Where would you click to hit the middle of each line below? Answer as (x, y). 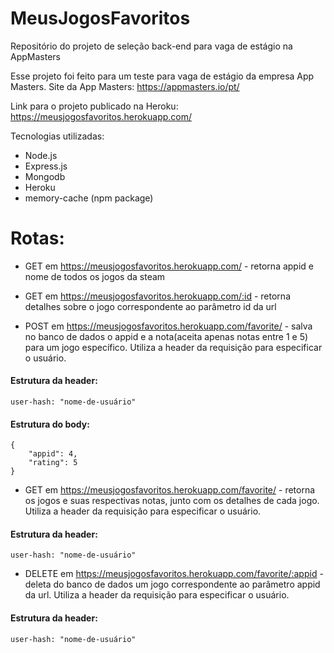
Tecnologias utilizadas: (57, 136)
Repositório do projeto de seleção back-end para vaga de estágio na (151, 46)
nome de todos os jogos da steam (95, 276)
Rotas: (37, 238)
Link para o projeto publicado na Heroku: (94, 106)
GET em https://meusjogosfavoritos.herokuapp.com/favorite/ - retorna (170, 490)
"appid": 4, (53, 454)
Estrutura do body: (50, 424)
